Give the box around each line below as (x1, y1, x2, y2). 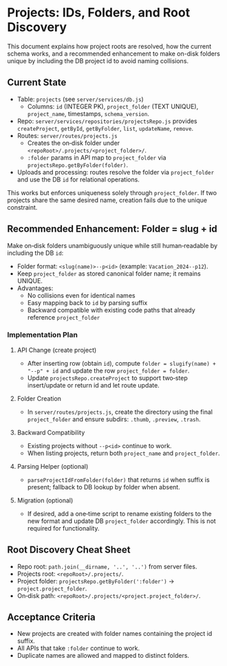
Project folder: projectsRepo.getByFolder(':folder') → (17, 577, 175, 585)
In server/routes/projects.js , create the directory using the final (27, 408, 213, 416)
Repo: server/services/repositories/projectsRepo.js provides (17, 117, 197, 125)
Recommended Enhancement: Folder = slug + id (7, 223, 218, 235)
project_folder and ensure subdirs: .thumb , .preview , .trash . (27, 414, 201, 423)
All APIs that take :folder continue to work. (17, 644, 140, 652)
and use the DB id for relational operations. (17, 175, 140, 184)
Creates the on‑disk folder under (27, 139, 120, 147)
